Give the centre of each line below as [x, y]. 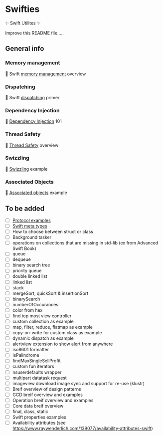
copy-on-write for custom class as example [57, 333]
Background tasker [32, 237]
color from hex [27, 310]
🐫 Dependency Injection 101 [34, 121]
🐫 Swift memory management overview [46, 74]
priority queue [27, 271]
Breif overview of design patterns [47, 389]
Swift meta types [30, 226]
